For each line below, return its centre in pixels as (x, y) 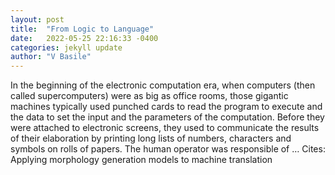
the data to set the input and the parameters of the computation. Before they (167, 117)
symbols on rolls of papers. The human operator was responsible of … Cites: (168, 149)
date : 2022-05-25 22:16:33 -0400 (84, 38)
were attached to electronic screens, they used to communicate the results (165, 128)
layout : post (37, 19)
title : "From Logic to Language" (82, 29)
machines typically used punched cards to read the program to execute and (166, 107)
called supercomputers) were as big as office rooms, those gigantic (149, 96)
